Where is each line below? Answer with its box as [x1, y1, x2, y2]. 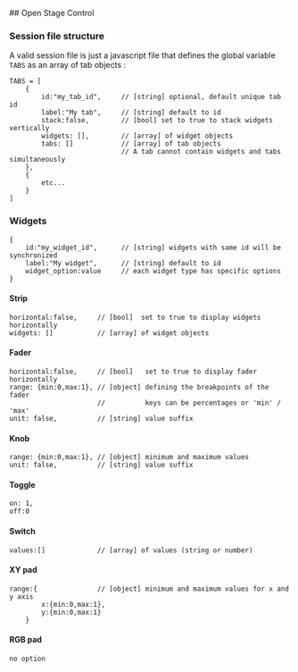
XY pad [9, 565, 37, 575]
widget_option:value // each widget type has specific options [25, 266, 281, 275]
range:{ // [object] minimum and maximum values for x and [9, 584, 290, 593]
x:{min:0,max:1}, [41, 600, 105, 609]
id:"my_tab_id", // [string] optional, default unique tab [41, 93, 281, 102]
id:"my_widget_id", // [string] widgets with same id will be [25, 243, 281, 252]
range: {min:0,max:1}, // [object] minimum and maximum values [9, 453, 250, 462]
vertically [9, 124, 50, 133]
